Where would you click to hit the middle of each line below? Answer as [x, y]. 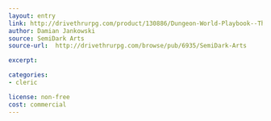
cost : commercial [38, 104]
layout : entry [32, 16]
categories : [28, 75]
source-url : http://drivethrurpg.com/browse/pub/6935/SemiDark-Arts [128, 46]
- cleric [23, 82]
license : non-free [39, 97]
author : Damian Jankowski [52, 31]
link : [17, 23]
